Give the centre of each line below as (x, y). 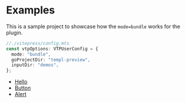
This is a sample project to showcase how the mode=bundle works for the (93, 26)
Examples (31, 10)
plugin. (14, 32)
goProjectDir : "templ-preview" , (51, 60)
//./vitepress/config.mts (38, 43)
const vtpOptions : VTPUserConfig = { (52, 49)
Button (23, 88)
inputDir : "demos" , (35, 65)
